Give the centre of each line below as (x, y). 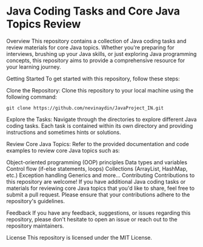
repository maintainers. (35, 226)
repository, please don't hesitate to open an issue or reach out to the (92, 219)
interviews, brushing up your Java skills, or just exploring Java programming (101, 54)
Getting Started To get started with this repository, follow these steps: (93, 78)
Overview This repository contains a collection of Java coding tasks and (96, 41)
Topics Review (44, 24)
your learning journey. (34, 67)
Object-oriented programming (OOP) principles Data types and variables (97, 162)
